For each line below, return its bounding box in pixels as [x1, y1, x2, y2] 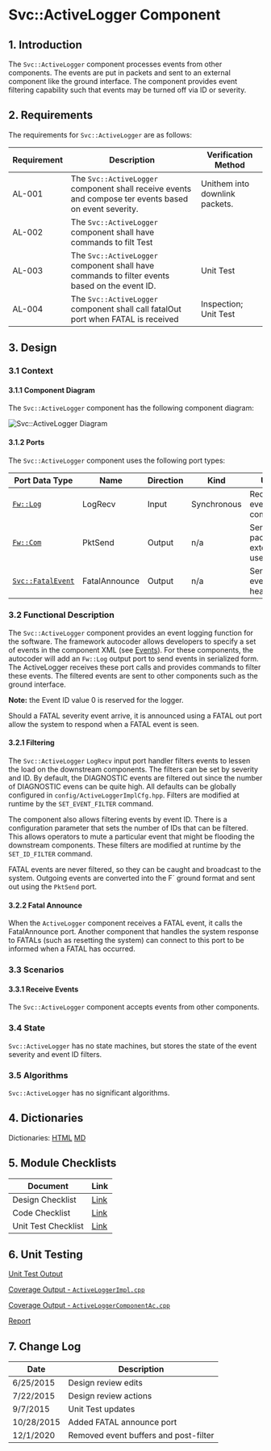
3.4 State [8, 1022, 46, 1034]
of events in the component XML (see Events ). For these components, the [8, 645, 254, 654]
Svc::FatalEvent [12, 576, 75, 586]
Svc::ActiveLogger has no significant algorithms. [8, 1088, 170, 1098]
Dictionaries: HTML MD [8, 1132, 86, 1142]
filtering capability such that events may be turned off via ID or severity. [8, 85, 247, 95]
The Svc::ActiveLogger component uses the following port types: [8, 455, 226, 465]
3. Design [8, 341, 57, 355]
